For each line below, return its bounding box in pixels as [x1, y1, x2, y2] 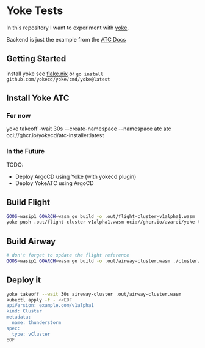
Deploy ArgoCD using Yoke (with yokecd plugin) [15, 173, 137, 180]
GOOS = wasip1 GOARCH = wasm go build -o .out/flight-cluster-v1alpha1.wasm [6, 213, 195, 219]
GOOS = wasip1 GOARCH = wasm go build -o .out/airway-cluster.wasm [6, 258, 171, 264]
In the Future [6, 147, 45, 156]
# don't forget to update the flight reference [6, 252, 130, 259]
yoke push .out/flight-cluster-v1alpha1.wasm [6, 219, 124, 225]
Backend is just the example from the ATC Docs [6, 36, 126, 43]
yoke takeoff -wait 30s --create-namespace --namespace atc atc [6, 125, 171, 132]
